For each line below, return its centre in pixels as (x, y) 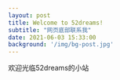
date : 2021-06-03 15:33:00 (52, 37)
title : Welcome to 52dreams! (56, 23)
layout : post (29, 15)
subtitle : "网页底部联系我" (50, 30)
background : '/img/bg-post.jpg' (61, 45)
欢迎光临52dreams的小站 (49, 68)
